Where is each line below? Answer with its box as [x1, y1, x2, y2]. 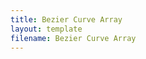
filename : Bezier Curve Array [10, 33, 137, 43]
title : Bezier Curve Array [10, 14, 123, 25]
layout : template [10, 24, 83, 34]
